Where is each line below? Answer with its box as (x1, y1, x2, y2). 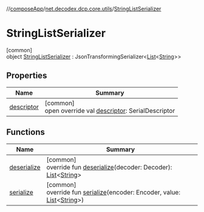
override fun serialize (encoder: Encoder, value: (46, 188, 181, 196)
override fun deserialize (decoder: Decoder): (46, 163, 172, 171)
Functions (6, 127, 46, 137)
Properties (6, 70, 47, 81)
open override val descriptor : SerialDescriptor (44, 106, 175, 115)
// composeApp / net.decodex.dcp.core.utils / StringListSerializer (6, 5, 161, 12)
